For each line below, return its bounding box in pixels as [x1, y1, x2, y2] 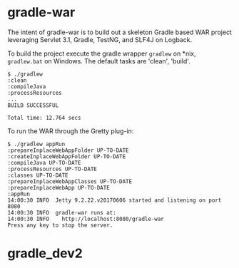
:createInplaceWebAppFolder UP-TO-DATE [7, 153, 126, 160]
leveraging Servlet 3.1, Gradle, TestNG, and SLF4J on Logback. [7, 35, 193, 43]
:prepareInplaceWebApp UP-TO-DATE [7, 184, 111, 191]
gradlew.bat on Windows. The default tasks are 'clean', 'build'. [7, 56, 190, 65]
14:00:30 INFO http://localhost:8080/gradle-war [7, 215, 164, 222]
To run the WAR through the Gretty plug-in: [7, 126, 134, 135]
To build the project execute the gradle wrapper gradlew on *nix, [7, 49, 196, 58]
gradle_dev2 [7, 245, 83, 262]
